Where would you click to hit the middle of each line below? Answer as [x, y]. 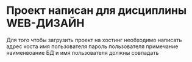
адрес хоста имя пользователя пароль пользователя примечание [92, 46]
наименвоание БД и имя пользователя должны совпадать [83, 52]
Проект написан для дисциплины [97, 11]
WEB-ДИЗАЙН [45, 23]
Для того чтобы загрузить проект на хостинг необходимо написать [94, 40]
